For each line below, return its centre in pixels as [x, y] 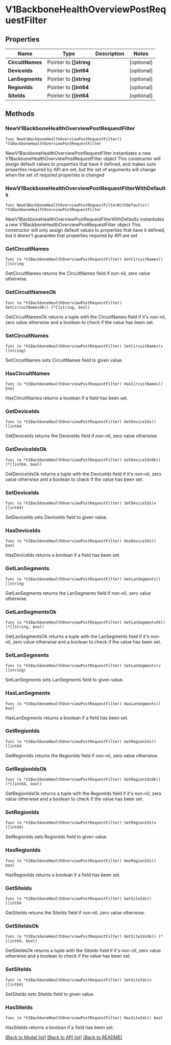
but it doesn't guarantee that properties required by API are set [71, 235]
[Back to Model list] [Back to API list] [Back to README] [64, 1037]
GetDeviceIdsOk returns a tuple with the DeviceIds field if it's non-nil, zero [83, 474]
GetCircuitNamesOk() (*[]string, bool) [48, 307]
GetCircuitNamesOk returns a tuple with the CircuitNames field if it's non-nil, [86, 317]
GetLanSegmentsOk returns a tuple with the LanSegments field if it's [77, 636]
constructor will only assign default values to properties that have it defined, [85, 230]
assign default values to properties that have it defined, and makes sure [81, 164]
